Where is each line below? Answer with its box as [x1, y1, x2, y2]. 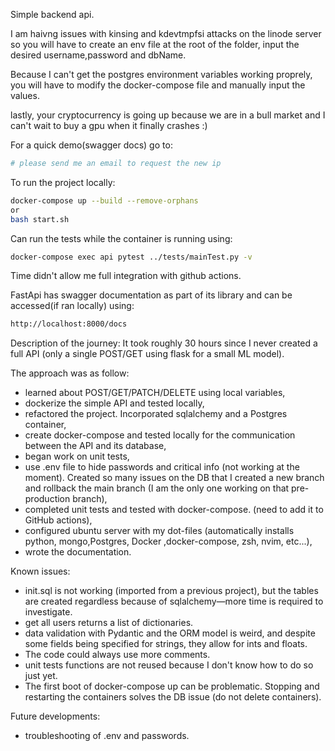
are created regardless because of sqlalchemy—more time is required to [24, 595, 324, 608]
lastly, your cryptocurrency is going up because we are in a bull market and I [10, 109, 326, 121]
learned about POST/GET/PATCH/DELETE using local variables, [24, 387, 286, 399]
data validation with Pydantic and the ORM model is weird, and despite [24, 627, 316, 639]
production [24, 493, 71, 505]
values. [10, 90, 40, 101]
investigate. [24, 606, 73, 618]
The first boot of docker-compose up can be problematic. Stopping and [24, 680, 320, 693]
